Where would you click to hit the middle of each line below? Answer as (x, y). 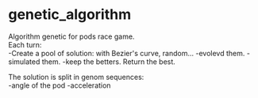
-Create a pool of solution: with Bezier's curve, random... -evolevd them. (127, 53)
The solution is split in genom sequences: (76, 77)
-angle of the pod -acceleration (60, 85)
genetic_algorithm (70, 15)
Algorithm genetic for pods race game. (71, 36)
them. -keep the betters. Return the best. (109, 62)
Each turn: (25, 44)
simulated (24, 62)
